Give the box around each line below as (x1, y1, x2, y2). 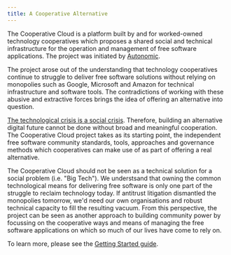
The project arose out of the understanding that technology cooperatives (7, 65, 218, 73)
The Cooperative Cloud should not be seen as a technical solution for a (7, 166, 212, 175)
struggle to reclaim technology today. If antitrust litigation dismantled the (7, 189, 217, 197)
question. (7, 102, 35, 110)
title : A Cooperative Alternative (7, 10, 108, 17)
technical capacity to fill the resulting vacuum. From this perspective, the (7, 203, 218, 212)
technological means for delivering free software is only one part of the (7, 181, 213, 189)
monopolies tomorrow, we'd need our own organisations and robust (7, 196, 203, 205)
